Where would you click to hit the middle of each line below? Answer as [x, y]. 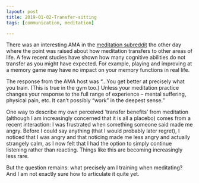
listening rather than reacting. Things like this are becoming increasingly [94, 150]
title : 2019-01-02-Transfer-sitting [51, 17]
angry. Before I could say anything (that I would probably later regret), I [93, 131]
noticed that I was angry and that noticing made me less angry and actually [98, 137]
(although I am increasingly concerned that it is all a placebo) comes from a [99, 118]
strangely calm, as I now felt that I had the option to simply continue [89, 144]
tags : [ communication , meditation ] [50, 23]
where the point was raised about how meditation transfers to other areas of [99, 51]
